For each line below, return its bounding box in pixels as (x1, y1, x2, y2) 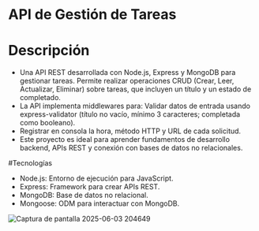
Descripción (8, 42, 90, 60)
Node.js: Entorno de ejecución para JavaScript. (19, 173, 174, 183)
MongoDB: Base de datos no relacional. (19, 191, 148, 200)
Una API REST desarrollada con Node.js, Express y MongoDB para (19, 68, 236, 77)
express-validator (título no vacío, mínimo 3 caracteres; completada (19, 110, 241, 119)
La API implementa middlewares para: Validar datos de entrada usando (19, 101, 251, 111)
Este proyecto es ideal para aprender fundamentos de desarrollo (19, 135, 231, 144)
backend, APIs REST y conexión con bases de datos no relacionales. (19, 143, 243, 153)
